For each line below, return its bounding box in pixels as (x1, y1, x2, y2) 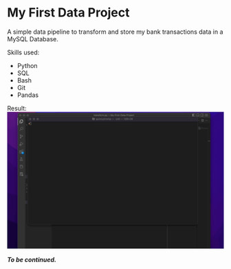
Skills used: (7, 48, 40, 56)
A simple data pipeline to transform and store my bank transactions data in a (7, 28, 223, 36)
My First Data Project (7, 5, 130, 21)
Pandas (16, 91, 39, 99)
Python (16, 61, 38, 69)
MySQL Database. (7, 34, 58, 43)
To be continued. (7, 256, 57, 264)
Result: (7, 104, 27, 112)
